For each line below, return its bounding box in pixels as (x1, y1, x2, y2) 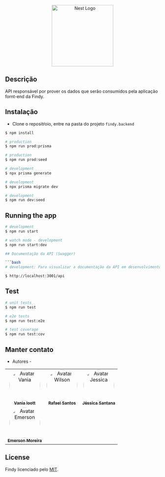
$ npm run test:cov (5, 332, 45, 337)
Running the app (5, 211, 56, 220)
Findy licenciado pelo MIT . (5, 466, 59, 472)
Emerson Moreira (7, 438, 42, 443)
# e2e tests (5, 314, 29, 318)
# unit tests (5, 300, 32, 305)
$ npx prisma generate (5, 170, 52, 176)
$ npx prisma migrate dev (5, 184, 58, 189)
